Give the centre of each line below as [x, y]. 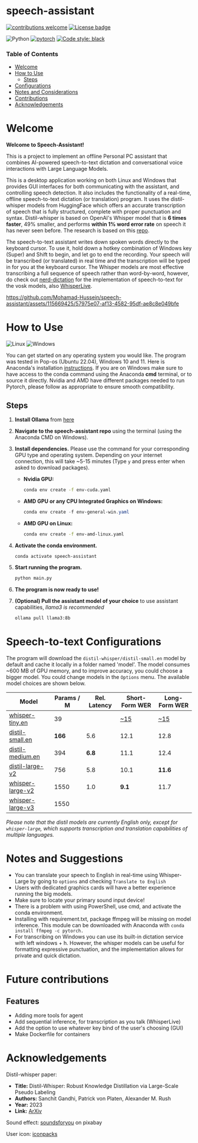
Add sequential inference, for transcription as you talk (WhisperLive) [98, 1022]
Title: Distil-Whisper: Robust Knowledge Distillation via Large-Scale [96, 1086]
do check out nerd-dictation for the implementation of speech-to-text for [95, 280]
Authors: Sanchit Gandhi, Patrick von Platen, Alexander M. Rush [93, 1098]
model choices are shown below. [46, 683]
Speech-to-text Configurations [84, 642]
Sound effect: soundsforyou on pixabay [54, 1122]
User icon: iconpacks [32, 1134]
